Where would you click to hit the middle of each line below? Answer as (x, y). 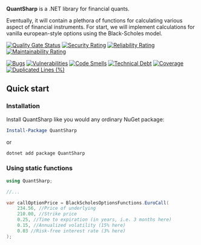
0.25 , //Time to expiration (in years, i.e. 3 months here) (94, 220)
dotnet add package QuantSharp (46, 153)
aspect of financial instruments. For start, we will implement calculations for (100, 27)
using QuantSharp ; (29, 181)
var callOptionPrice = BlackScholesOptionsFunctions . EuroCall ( (88, 203)
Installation (23, 106)
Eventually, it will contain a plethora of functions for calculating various (94, 20)
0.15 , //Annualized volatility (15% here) (71, 226)
